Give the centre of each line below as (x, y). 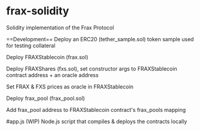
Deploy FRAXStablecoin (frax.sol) (47, 57)
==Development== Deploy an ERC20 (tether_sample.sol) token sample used (100, 39)
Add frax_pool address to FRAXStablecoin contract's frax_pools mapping (96, 109)
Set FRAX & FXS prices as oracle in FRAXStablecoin (70, 86)
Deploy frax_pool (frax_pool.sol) (46, 98)
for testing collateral (31, 45)
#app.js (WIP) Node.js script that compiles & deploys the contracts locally (97, 121)
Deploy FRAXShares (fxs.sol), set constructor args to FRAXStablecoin (92, 68)
